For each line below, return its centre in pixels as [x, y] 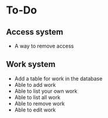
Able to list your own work [46, 91]
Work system [31, 64]
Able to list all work [37, 97]
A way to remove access [44, 46]
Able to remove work [40, 103]
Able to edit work [35, 110]
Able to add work [35, 85]
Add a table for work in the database [58, 78]
